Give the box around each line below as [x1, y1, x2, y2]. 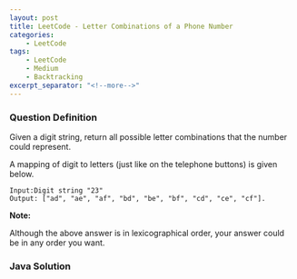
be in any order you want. [9, 237, 105, 248]
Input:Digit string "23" [9, 185, 104, 195]
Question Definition [9, 111, 98, 124]
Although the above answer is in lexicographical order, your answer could [9, 227, 284, 238]
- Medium [25, 65, 59, 74]
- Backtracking [25, 73, 84, 82]
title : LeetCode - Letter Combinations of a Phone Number [9, 22, 233, 31]
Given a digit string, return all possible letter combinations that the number [9, 131, 288, 142]
